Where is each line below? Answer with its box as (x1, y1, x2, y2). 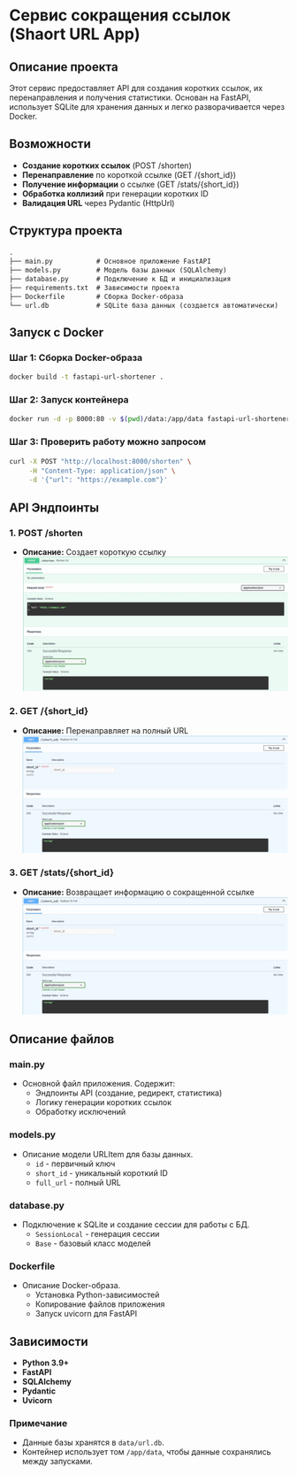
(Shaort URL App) (9, 24, 141, 44)
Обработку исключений (34, 1107, 126, 1118)
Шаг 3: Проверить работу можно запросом (9, 435, 206, 448)
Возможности (9, 136, 91, 151)
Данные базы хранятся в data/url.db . (21, 1437, 165, 1448)
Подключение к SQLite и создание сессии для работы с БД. (21, 1219, 250, 1230)
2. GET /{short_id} (9, 705, 89, 718)
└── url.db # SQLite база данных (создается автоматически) (9, 301, 278, 310)
